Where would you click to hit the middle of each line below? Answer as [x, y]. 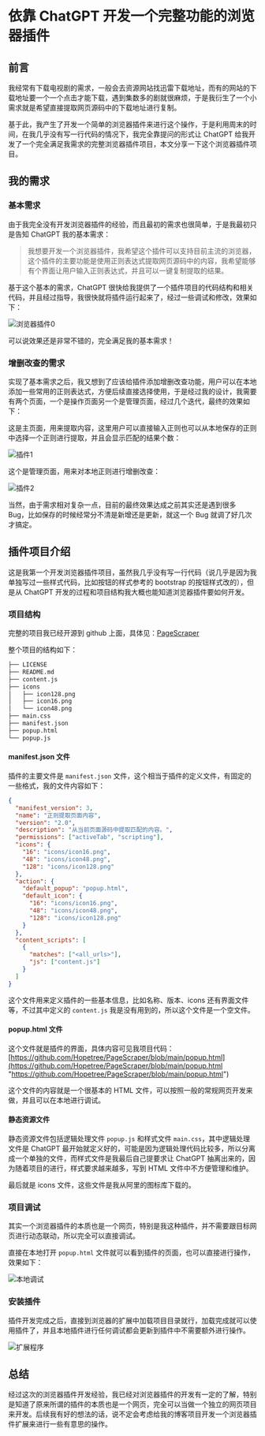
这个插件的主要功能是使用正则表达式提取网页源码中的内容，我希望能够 [142, 260]
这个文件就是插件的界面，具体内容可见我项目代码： [91, 1048]
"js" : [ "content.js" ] [65, 962]
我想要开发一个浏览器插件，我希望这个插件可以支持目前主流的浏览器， [142, 251]
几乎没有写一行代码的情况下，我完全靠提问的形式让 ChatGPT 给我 [142, 134]
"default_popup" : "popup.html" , [75, 889]
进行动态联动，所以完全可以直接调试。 [77, 1236]
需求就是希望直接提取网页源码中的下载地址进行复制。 [95, 108]
